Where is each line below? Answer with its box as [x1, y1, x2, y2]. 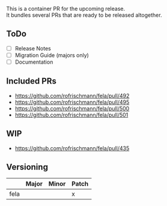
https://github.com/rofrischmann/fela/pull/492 [14, 92, 130, 99]
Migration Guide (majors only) [14, 51, 89, 59]
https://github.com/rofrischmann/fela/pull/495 [14, 98, 130, 106]
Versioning [6, 162, 48, 172]
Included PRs [6, 76, 57, 86]
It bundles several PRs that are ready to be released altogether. [6, 11, 162, 19]
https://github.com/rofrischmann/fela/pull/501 [14, 111, 129, 118]
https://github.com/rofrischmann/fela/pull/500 [14, 105, 130, 112]
